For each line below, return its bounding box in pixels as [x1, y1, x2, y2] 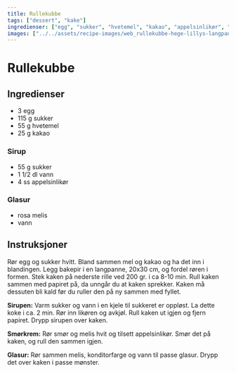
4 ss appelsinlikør [17, 177, 69, 186]
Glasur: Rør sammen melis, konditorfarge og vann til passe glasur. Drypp [7, 351, 218, 359]
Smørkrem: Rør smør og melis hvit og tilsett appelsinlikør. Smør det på [7, 329, 211, 338]
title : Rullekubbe [7, 10, 61, 18]
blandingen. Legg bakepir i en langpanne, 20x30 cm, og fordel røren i [7, 265, 209, 273]
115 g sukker [17, 114, 54, 123]
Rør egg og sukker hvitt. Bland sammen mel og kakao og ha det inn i [7, 257, 205, 266]
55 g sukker [17, 162, 53, 171]
